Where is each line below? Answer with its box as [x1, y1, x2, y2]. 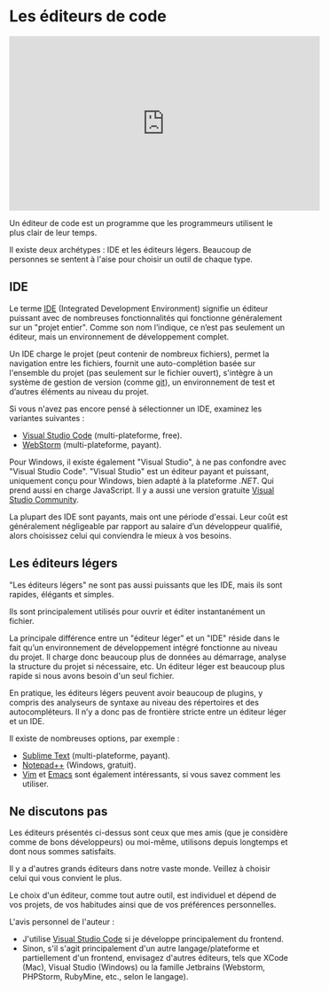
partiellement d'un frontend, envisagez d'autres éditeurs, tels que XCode [21, 953, 289, 964]
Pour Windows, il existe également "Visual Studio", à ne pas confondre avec [9, 456, 286, 467]
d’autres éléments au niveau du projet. [9, 386, 149, 396]
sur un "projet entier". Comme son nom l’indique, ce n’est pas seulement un [9, 322, 286, 332]
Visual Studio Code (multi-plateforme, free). [21, 430, 183, 441]
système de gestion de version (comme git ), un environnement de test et [9, 377, 275, 387]
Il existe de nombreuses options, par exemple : [9, 733, 180, 744]
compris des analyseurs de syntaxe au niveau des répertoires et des [9, 697, 260, 707]
